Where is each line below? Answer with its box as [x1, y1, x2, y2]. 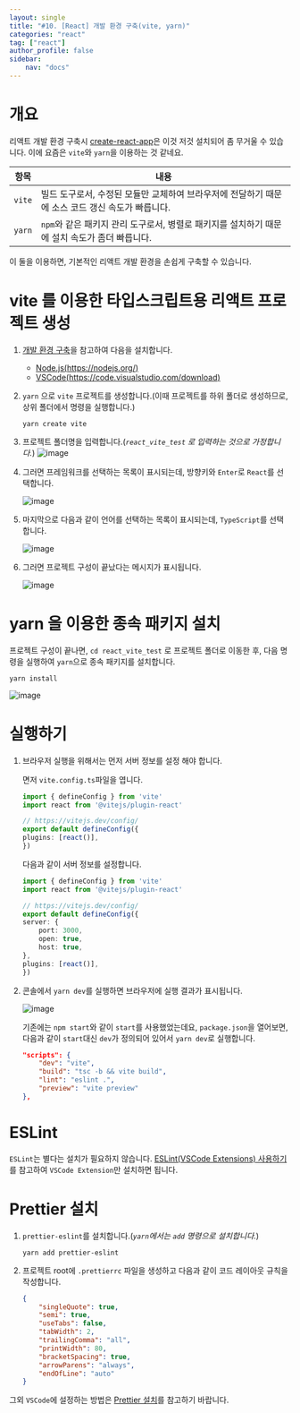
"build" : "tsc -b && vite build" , [38, 1067, 167, 1076]
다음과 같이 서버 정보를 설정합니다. [21, 859, 142, 869]
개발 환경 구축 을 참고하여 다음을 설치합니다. [21, 344, 173, 355]
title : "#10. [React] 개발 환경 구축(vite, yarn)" [9, 21, 190, 30]
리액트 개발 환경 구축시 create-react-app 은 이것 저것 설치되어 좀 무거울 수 [9, 135, 268, 146]
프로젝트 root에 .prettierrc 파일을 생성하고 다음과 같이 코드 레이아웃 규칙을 [21, 1264, 288, 1276]
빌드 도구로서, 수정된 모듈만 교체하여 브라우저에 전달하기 [40, 187, 263, 200]
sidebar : [9, 55, 42, 64]
